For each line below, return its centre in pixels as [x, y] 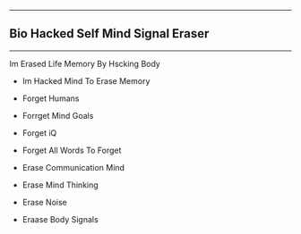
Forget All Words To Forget [72, 150]
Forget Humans [51, 98]
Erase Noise [44, 202]
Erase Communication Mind [73, 167]
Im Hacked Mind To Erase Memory [86, 80]
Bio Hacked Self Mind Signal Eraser [109, 33]
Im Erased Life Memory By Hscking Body [85, 63]
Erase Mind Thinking [60, 185]
